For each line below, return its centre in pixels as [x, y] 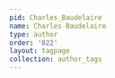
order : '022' [34, 43]
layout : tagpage [40, 51]
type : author [34, 34]
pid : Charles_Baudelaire [56, 17]
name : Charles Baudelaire [57, 26]
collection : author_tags [56, 59]
